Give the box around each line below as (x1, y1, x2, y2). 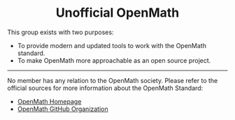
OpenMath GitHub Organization (17, 105, 108, 113)
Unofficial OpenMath (55, 5, 180, 21)
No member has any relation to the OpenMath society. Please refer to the (7, 76, 218, 84)
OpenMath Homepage (17, 97, 82, 105)
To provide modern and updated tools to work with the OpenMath (17, 41, 206, 50)
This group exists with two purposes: (7, 28, 114, 36)
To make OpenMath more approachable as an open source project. (17, 56, 211, 64)
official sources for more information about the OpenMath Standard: (7, 84, 204, 92)
